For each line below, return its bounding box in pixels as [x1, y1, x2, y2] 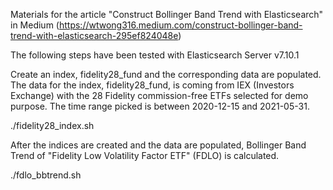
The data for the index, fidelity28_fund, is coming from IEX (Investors [10, 79, 295, 91]
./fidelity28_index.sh [10, 120, 95, 131]
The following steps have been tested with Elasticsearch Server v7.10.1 [10, 49, 300, 61]
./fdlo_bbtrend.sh [10, 169, 82, 181]
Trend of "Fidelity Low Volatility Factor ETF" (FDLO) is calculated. [10, 150, 280, 161]
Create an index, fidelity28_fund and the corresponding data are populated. [10, 69, 322, 80]
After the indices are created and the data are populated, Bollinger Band [10, 139, 307, 151]
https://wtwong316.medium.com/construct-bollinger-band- [58, 19, 303, 31]
